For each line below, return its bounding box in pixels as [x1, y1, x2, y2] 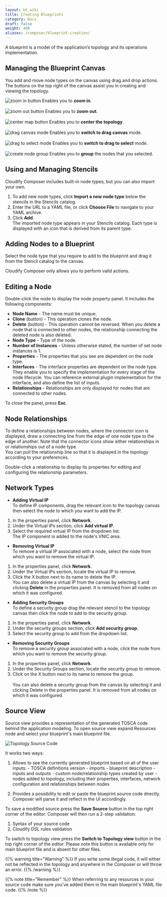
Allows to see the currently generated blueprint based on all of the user [12, 760, 160, 766]
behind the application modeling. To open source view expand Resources [5, 725, 156, 731]
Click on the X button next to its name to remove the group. [12, 671, 134, 677]
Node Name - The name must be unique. [12, 311, 97, 317]
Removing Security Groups [12, 640, 70, 646]
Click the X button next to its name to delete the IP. [12, 574, 117, 580]
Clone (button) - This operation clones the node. [12, 316, 113, 322]
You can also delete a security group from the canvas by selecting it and [12, 682, 162, 688]
